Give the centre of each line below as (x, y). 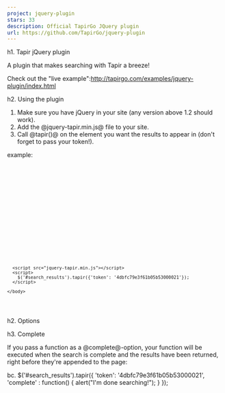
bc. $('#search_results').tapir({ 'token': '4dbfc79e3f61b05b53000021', (106, 375)
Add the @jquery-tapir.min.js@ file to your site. (83, 127)
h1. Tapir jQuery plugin (39, 52)
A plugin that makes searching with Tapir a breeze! (79, 65)
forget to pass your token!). (55, 142)
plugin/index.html (31, 86)
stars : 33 (21, 20)
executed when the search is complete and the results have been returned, (113, 355)
